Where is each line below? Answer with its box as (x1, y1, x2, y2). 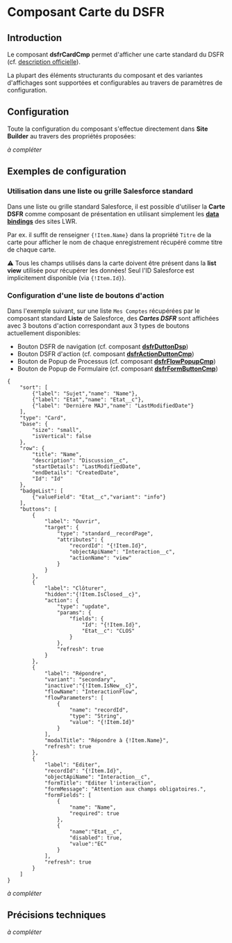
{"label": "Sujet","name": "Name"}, (32, 390, 138, 397)
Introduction (7, 32, 63, 44)
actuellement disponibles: (7, 328, 81, 337)
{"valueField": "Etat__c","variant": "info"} (32, 493, 167, 501)
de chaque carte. (7, 245, 56, 254)
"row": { (19, 444, 45, 452)
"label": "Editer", (44, 761, 101, 768)
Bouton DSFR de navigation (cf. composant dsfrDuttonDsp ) (17, 342, 189, 350)
